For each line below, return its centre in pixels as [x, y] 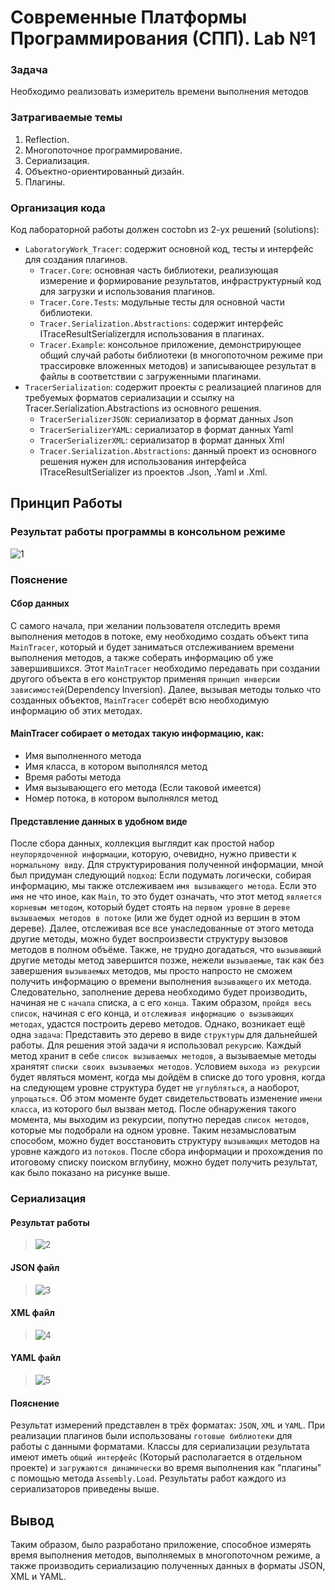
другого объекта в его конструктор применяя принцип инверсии [145, 678]
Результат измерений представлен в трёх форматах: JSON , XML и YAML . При [167, 1425]
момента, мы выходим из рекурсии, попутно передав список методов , [160, 1120]
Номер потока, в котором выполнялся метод [121, 798]
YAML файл [36, 1358]
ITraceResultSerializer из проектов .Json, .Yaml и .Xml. [153, 472]
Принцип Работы [66, 503]
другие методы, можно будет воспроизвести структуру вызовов [149, 939]
